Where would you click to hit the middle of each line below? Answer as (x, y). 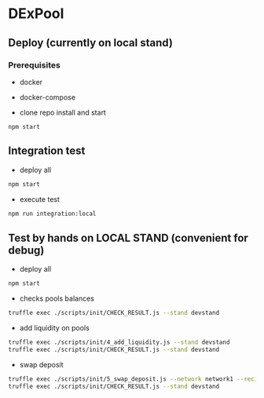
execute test (40, 199)
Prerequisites (34, 65)
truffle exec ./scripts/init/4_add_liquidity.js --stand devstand (119, 342)
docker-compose (48, 97)
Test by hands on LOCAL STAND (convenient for (128, 237)
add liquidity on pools (55, 328)
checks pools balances (57, 298)
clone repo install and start (62, 112)
